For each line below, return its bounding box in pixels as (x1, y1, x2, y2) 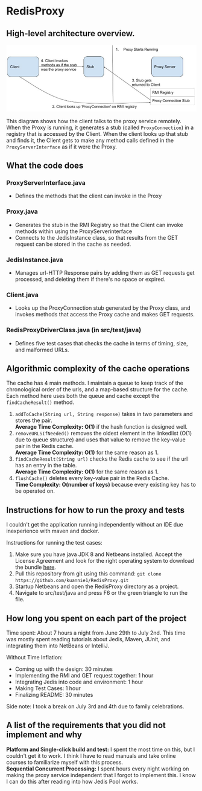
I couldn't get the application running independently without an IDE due (6, 521, 183, 528)
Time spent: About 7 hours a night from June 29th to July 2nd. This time (6, 629, 186, 636)
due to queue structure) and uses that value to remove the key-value (14, 436, 186, 443)
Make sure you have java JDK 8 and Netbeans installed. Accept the (14, 551, 183, 558)
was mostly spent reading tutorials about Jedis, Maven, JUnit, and (6, 635, 171, 642)
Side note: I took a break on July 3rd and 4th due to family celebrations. (6, 702, 185, 710)
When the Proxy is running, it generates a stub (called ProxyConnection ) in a (6, 124, 194, 131)
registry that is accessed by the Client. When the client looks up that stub (6, 130, 189, 137)
